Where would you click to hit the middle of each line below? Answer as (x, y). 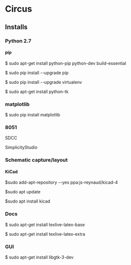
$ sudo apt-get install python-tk (37, 92)
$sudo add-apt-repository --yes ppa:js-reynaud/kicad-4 (61, 182)
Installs (16, 27)
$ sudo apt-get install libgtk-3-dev (39, 257)
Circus (19, 9)
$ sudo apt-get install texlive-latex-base (45, 225)
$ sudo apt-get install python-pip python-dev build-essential (65, 63)
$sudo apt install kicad (28, 201)
